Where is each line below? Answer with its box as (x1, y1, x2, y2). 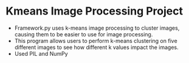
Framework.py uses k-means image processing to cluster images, (14, 24, 180, 31)
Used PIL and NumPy (14, 50, 68, 57)
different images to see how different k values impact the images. (14, 44, 179, 51)
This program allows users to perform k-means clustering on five (14, 37, 177, 44)
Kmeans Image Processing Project (5, 4, 184, 18)
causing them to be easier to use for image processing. (14, 30, 153, 38)
